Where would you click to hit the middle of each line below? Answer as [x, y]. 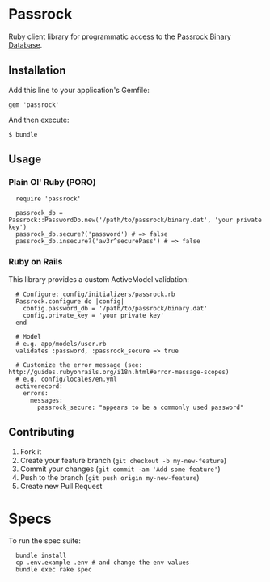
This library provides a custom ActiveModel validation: [99, 279]
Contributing [41, 432]
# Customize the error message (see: [79, 365]
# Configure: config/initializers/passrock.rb [95, 294]
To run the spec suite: [44, 541]
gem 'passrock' [34, 105]
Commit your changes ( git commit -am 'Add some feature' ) [120, 469]
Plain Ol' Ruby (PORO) [53, 183]
